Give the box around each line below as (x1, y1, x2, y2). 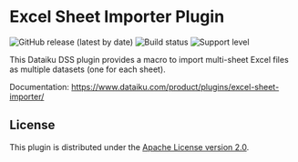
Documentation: (9, 81, 70, 92)
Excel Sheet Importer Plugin (9, 6, 225, 27)
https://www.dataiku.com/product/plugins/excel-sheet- (71, 81, 280, 92)
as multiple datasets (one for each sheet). (9, 64, 166, 75)
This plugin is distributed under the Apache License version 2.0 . (9, 141, 250, 152)
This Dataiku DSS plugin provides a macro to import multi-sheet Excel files (9, 54, 289, 65)
